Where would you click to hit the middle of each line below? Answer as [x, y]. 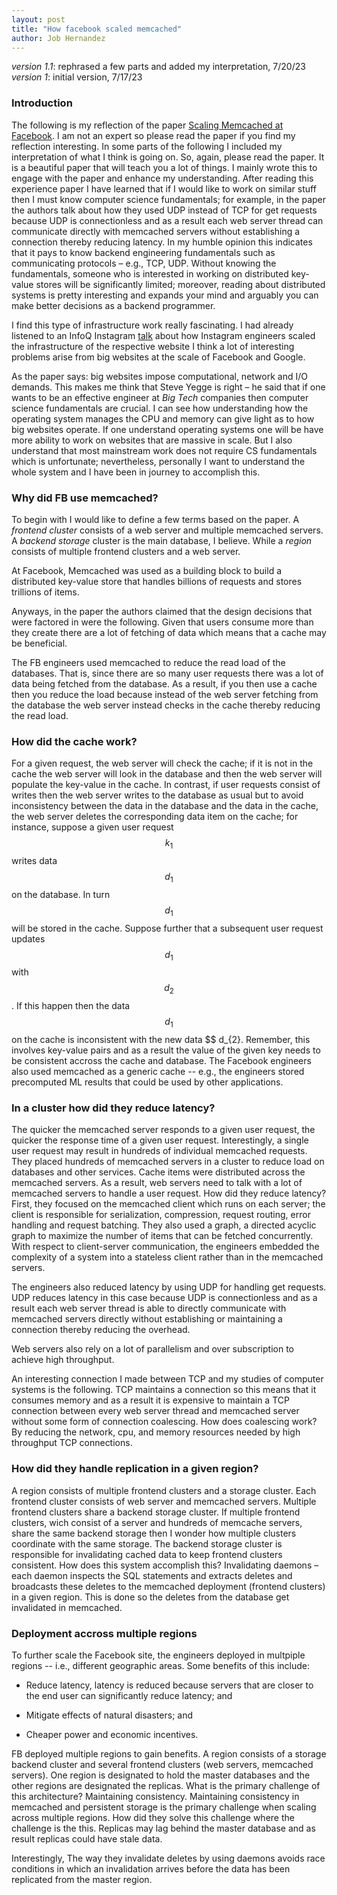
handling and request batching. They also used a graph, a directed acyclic [164, 1225]
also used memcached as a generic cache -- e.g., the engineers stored [158, 1072]
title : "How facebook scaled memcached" [97, 29]
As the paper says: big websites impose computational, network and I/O [159, 376]
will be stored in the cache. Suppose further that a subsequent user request [167, 928]
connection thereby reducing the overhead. [101, 1330]
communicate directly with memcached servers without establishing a [156, 231]
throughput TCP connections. [72, 1443]
